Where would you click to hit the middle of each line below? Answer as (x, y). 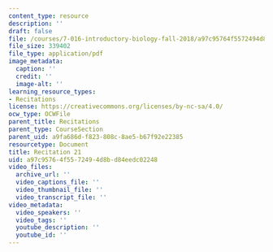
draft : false (30, 31)
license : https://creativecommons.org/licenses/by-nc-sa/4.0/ (116, 106)
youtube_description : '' (58, 228)
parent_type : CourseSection (56, 129)
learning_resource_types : (52, 91)
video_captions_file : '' (58, 182)
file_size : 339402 (39, 46)
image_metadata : (36, 62)
